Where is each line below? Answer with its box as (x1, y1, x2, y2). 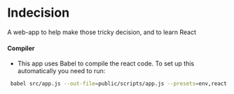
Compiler (7, 44, 35, 52)
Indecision (7, 5, 70, 21)
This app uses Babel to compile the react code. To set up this (17, 59, 195, 68)
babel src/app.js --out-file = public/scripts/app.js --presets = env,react (10, 80, 228, 88)
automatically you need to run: (17, 67, 106, 75)
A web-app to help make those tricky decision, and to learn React (7, 28, 196, 36)
